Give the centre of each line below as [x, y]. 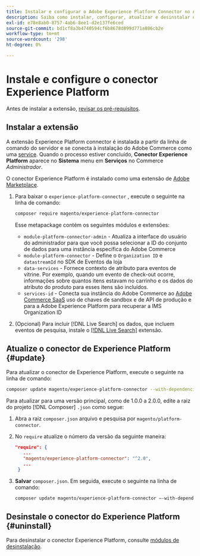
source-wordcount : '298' [37, 39]
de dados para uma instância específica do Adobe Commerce [99, 249]
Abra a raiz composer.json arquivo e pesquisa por [75, 419]
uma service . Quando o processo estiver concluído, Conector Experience [97, 154]
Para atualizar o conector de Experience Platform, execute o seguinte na [95, 372]
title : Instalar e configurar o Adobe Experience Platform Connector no [98, 12]
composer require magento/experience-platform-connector [87, 213]
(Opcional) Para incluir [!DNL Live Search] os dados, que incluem [94, 323]
